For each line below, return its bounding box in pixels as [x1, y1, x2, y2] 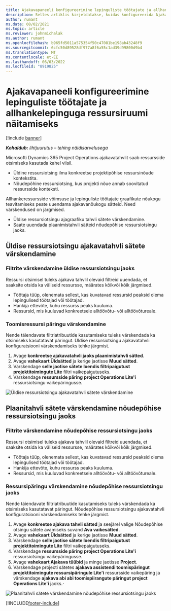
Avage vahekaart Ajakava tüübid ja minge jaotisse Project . [13, 559, 138, 565]
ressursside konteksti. [13, 186, 59, 192]
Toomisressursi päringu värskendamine [6, 320, 106, 328]
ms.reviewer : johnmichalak [6, 31, 63, 36]
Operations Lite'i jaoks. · [13, 581, 64, 587]
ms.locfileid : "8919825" [6, 64, 58, 69]
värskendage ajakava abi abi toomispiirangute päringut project [13, 575, 148, 581]
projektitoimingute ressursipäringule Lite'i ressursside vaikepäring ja [13, 570, 160, 576]
